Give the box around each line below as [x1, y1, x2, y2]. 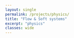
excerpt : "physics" [5, 21, 45, 26]
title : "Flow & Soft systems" [5, 16, 68, 21]
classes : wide [5, 26, 35, 31]
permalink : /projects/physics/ [5, 12, 70, 17]
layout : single [5, 7, 37, 12]
